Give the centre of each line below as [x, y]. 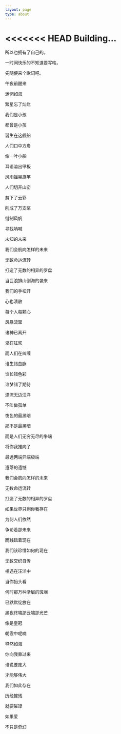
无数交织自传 [18, 561]
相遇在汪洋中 [18, 571]
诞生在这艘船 [18, 135]
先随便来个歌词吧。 [24, 73]
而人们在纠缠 [18, 353]
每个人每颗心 [18, 312]
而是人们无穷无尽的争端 [29, 436]
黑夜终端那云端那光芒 [26, 613]
